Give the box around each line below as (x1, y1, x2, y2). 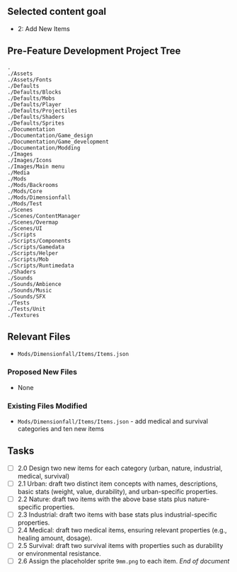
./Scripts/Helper (7, 249, 59, 257)
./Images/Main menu (7, 163, 65, 170)
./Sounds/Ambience (7, 280, 62, 287)
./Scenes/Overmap (7, 219, 59, 226)
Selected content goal (7, 6, 107, 18)
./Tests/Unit (7, 305, 46, 312)
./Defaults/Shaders (7, 113, 65, 120)
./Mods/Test (7, 200, 42, 207)
